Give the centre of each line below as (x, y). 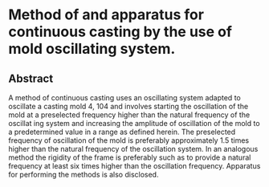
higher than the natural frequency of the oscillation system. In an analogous (133, 149)
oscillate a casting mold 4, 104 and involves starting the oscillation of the (128, 106)
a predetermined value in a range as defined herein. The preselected (122, 132)
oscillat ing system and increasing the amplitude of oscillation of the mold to (134, 123)
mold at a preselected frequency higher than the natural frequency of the (129, 115)
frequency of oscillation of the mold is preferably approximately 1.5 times (129, 140)
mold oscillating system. (92, 49)
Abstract (31, 78)
